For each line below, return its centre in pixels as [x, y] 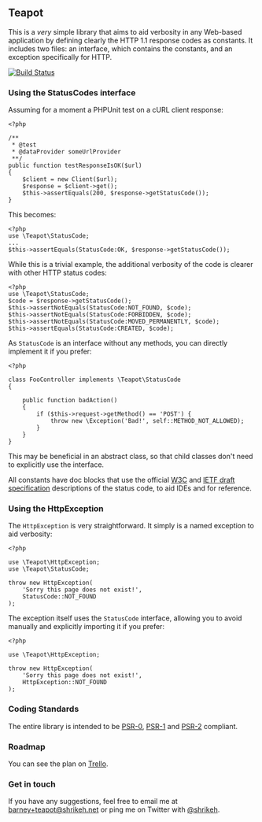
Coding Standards [44, 709]
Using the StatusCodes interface [72, 92]
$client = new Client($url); [70, 180]
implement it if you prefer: [50, 352]
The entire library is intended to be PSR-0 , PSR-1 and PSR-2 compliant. [123, 726]
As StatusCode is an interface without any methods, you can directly [118, 343]
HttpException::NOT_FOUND [65, 683]
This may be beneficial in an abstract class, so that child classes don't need [131, 457]
